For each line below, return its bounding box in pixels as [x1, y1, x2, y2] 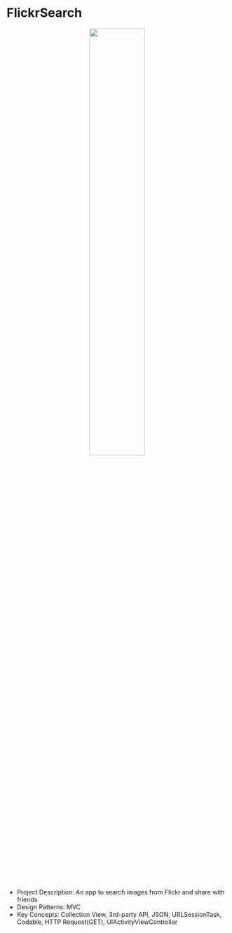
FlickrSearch [6, 5, 82, 21]
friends [16, 895, 38, 904]
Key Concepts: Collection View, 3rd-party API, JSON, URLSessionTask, [16, 910, 222, 918]
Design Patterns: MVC [16, 902, 81, 911]
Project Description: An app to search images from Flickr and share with [16, 887, 225, 896]
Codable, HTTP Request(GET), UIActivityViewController [16, 918, 178, 926]
